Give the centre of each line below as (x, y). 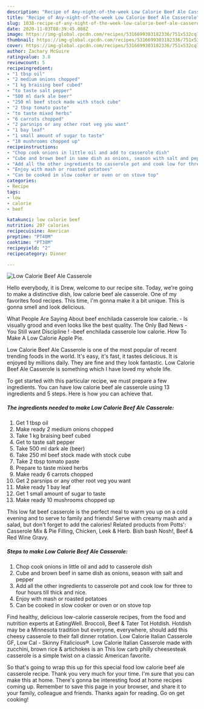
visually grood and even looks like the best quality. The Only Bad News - (97, 325)
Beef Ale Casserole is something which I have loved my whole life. (89, 369)
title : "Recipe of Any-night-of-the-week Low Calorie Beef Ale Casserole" (103, 18)
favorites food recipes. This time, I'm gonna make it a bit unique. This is (96, 301)
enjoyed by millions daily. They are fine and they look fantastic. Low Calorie (101, 363)
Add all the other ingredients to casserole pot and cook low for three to (104, 586)
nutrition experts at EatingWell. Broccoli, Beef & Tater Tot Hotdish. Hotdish (99, 624)
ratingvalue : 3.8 (29, 57)
